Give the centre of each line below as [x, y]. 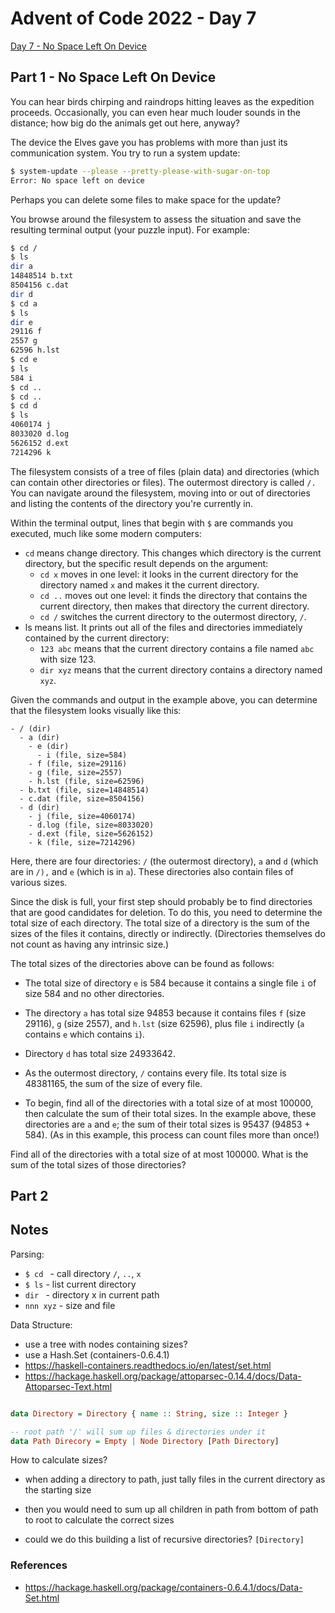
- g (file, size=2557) [75, 772]
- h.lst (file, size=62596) [86, 781]
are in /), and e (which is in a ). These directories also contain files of [152, 871]
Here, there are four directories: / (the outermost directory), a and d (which [164, 861]
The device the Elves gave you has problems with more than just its [149, 142]
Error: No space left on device [77, 180]
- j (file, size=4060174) [82, 816]
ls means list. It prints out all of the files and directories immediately [163, 627]
